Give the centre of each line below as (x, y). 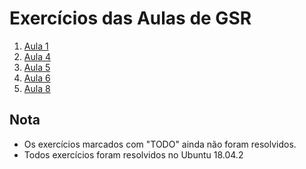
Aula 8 (37, 88)
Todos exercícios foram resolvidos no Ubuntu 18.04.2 (133, 154)
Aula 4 (37, 56)
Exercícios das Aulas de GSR (130, 18)
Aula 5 (37, 67)
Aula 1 (36, 46)
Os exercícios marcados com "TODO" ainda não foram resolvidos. (160, 144)
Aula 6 (37, 78)
